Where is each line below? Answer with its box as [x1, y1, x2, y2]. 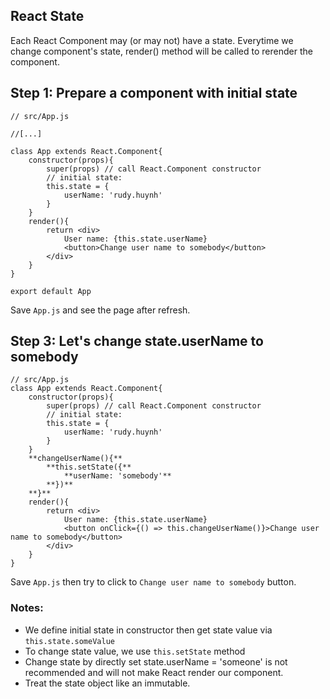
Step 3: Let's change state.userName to [10, 333, 264, 350]
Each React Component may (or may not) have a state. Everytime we [10, 34, 294, 46]
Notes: [10, 601, 44, 615]
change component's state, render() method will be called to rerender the [10, 45, 313, 57]
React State [10, 8, 85, 25]
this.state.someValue [24, 636, 115, 646]
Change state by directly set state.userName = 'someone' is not [24, 655, 288, 668]
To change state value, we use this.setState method [24, 645, 246, 657]
